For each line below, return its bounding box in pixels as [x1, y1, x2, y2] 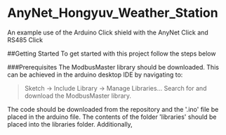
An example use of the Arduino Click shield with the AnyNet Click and [7, 28, 208, 37]
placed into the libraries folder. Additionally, [7, 120, 133, 128]
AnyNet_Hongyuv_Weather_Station [7, 5, 219, 21]
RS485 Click [7, 35, 44, 44]
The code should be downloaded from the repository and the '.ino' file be [7, 105, 219, 113]
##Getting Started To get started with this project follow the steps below [7, 49, 216, 58]
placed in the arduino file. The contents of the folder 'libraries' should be [7, 112, 217, 121]
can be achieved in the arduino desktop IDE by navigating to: [7, 70, 183, 79]
